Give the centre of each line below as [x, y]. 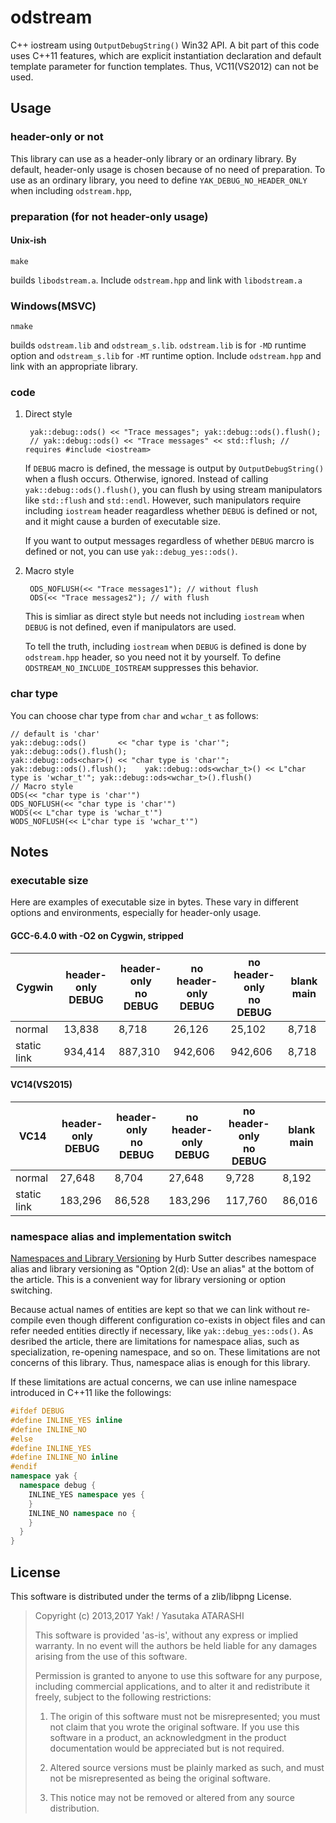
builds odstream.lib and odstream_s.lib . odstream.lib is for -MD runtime [158, 345]
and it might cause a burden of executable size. [122, 522]
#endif [24, 1467]
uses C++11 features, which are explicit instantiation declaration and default [166, 55]
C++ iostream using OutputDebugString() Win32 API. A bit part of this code [165, 45]
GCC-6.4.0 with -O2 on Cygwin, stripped [97, 935]
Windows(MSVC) [53, 306]
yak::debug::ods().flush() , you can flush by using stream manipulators [173, 490]
